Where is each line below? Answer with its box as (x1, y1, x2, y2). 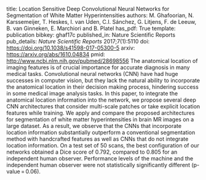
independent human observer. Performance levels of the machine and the (6, 155, 194, 162)
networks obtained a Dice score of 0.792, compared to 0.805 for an (6, 148, 178, 156)
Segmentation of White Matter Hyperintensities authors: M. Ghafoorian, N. (6, 12, 194, 19)
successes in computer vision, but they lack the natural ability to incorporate (6, 77, 200, 84)
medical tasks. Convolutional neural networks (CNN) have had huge (6, 70, 178, 77)
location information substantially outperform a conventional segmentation (6, 129, 196, 136)
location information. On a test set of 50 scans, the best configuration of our (6, 142, 200, 149)
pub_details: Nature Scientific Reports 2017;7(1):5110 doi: (6, 38, 150, 45)
